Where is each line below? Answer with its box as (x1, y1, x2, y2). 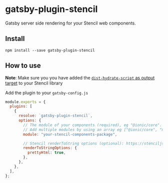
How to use (5, 61, 41, 70)
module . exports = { (5, 99, 46, 104)
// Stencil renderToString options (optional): (23, 141, 124, 146)
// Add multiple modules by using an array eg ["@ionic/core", (23, 127, 157, 132)
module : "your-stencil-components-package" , (23, 131, 117, 137)
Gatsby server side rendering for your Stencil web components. (5, 20, 136, 26)
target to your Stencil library (5, 80, 63, 86)
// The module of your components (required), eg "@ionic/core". (23, 122, 162, 127)
